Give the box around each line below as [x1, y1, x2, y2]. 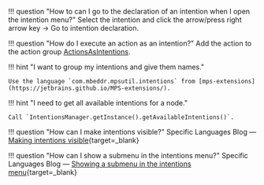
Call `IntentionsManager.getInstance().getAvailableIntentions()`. [8, 113, 235, 121]
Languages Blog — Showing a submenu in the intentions [8, 159, 191, 168]
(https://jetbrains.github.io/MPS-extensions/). [8, 84, 171, 92]
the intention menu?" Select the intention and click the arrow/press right [8, 15, 242, 24]
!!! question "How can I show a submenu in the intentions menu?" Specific [8, 151, 248, 160]
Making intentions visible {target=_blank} [8, 135, 139, 145]
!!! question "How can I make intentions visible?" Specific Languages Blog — [8, 128, 257, 136]
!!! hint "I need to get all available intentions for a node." [8, 98, 188, 107]
